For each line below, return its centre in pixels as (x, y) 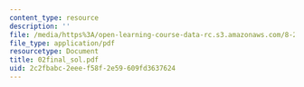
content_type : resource (54, 18)
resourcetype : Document (54, 52)
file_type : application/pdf (62, 43)
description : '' (40, 26)
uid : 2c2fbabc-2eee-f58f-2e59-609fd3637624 (93, 69)
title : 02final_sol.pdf (54, 60)
